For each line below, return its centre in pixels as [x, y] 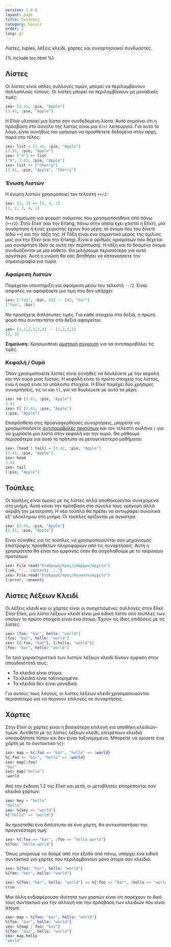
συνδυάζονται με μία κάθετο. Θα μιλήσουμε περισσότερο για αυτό [76, 250]
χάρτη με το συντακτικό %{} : [35, 743]
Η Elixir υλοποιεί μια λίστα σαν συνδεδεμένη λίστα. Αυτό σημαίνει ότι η [81, 121]
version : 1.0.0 [21, 10]
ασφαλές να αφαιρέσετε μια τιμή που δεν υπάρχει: [59, 291]
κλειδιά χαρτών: [23, 791]
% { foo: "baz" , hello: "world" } [38, 931]
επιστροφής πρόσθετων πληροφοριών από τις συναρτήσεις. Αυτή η [77, 546]
